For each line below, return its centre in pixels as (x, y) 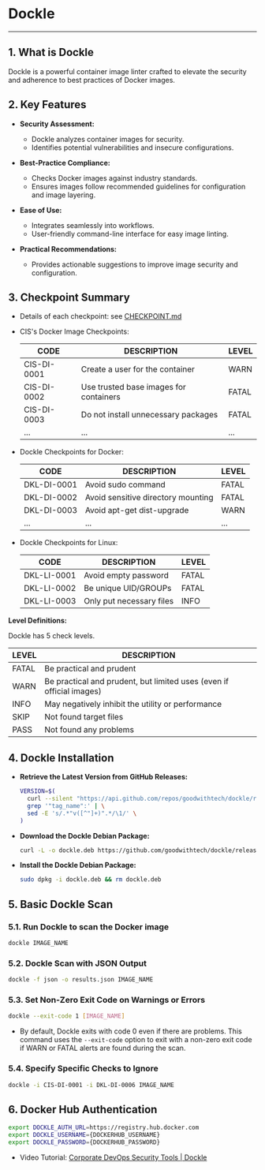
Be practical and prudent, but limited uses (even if (137, 682)
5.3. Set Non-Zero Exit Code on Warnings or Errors (107, 1000)
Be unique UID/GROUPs (128, 589)
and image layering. (63, 195)
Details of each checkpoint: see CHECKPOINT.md (101, 316)
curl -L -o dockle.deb (57, 850)
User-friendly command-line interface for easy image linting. (130, 234)
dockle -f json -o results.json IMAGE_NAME (81, 980)
